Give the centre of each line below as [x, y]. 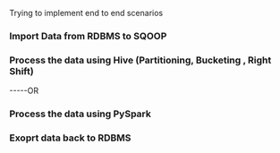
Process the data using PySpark [81, 114]
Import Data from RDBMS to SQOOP [88, 36]
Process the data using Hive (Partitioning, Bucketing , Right [140, 60]
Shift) [21, 71]
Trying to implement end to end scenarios [86, 13]
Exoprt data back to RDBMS [70, 138]
